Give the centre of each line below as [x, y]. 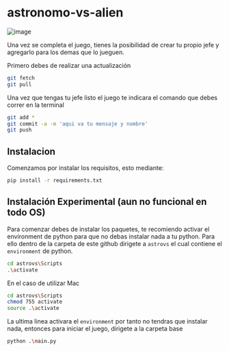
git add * [21, 117]
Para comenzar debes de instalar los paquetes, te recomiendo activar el [108, 229]
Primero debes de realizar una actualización [69, 65]
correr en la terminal [36, 105]
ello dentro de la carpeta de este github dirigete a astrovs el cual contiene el [114, 243]
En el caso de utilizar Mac [43, 283]
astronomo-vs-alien [65, 13]
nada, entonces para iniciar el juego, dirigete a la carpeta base [95, 329]
